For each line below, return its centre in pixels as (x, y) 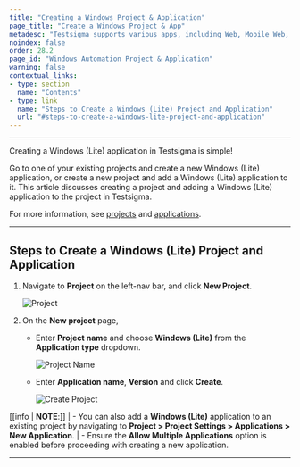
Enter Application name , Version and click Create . (129, 381)
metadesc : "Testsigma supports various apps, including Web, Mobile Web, (150, 34)
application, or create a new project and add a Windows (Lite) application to (149, 178)
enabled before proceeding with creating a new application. (119, 445)
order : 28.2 (31, 51)
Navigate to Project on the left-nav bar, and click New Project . (137, 286)
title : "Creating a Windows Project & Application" (107, 17)
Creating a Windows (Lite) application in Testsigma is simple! (121, 151)
